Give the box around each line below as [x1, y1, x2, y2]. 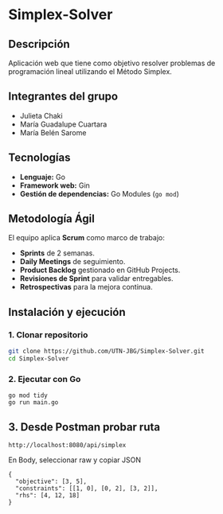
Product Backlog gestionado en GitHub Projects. [19, 265, 181, 275]
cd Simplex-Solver [8, 355, 69, 363]
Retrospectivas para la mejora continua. [19, 282, 153, 292]
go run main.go [8, 399, 59, 407]
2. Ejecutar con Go [8, 373, 81, 384]
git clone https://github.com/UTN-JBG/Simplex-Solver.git [8, 348, 205, 356]
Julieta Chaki [19, 111, 63, 120]
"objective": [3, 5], [15, 477, 88, 485]
